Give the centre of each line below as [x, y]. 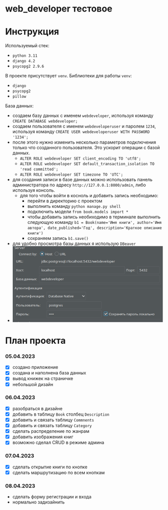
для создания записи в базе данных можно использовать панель [82, 180]
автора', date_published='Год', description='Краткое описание [94, 228]
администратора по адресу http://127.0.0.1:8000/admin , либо [79, 185]
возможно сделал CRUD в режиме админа [58, 443]
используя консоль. [34, 190]
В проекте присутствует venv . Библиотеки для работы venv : [68, 76]
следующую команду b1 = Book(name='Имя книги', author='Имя [94, 222]
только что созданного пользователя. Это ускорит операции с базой [86, 148]
